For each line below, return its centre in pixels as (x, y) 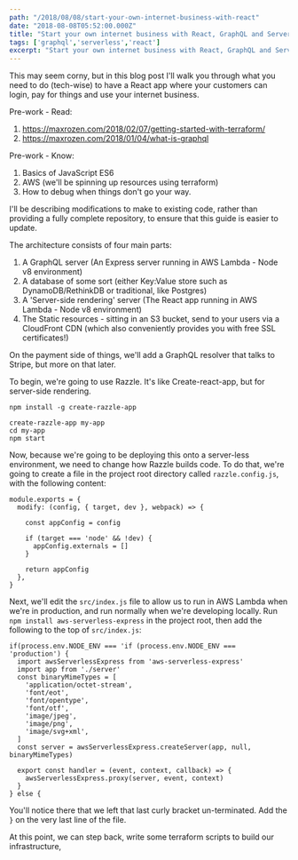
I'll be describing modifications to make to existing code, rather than (133, 209)
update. (23, 228)
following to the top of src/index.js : (75, 630)
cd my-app (27, 431)
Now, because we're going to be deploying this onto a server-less (129, 455)
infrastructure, (35, 847)
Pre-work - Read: (41, 112)
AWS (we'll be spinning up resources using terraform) (120, 182)
